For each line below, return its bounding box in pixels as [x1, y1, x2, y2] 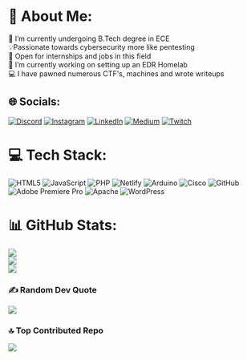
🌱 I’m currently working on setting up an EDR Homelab [8, 59, 188, 69]
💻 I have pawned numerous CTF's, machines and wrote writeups [8, 68, 225, 79]
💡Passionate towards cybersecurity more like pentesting [8, 42, 195, 51]
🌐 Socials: [8, 95, 61, 109]
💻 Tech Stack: [8, 146, 107, 164]
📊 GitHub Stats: [8, 216, 118, 234]
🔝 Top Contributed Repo [8, 325, 104, 336]
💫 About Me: [8, 7, 93, 26]
